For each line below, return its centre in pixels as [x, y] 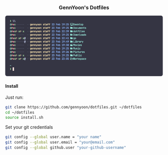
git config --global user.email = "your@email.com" [60, 142]
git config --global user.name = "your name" [53, 137]
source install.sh [24, 118]
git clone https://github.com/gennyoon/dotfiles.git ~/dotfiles [73, 107]
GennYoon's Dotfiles [84, 8]
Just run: [14, 97]
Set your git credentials [29, 127]
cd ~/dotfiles [20, 112]
